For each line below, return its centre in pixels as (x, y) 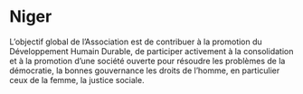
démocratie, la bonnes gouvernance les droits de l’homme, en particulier (145, 70)
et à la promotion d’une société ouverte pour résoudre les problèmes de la (147, 61)
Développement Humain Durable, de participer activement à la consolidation (151, 51)
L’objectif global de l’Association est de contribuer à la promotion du (136, 42)
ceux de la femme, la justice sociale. (77, 80)
